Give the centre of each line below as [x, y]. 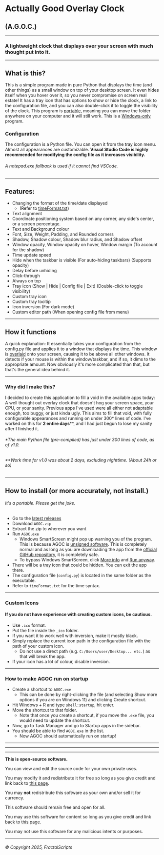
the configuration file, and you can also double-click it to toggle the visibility [81, 106]
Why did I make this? [30, 387]
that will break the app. [42, 656]
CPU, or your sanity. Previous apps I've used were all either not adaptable [79, 408]
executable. [24, 580]
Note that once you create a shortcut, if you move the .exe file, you [87, 716]
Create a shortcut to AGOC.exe [42, 689]
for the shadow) [28, 250]
